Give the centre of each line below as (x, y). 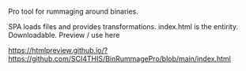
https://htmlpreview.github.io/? (58, 50)
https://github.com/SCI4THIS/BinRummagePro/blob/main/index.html (119, 59)
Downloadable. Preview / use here (64, 35)
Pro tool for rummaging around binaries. (73, 11)
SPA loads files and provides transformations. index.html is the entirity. (123, 26)
